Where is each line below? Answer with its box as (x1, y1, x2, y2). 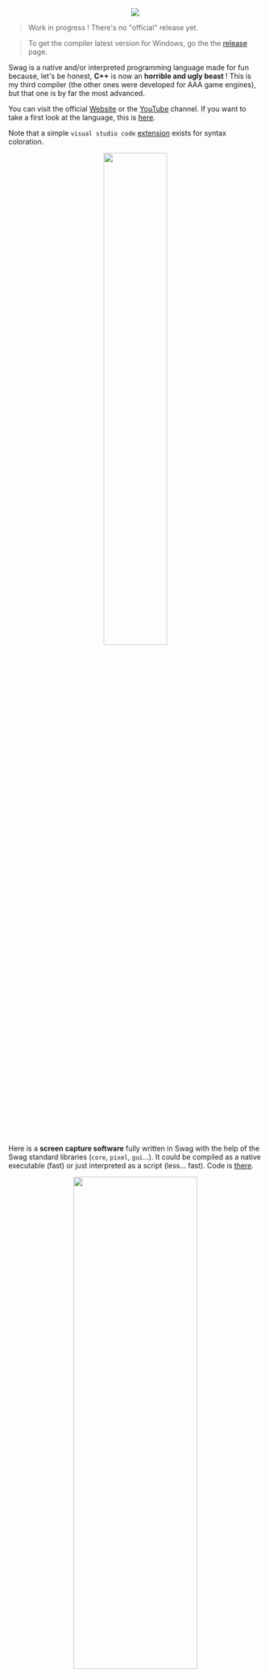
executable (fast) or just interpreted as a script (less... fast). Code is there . (8, 1161, 254, 1170)
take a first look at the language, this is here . (8, 113, 155, 122)
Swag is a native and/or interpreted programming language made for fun (8, 63, 250, 72)
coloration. (8, 137, 44, 146)
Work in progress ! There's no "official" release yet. (27, 23, 199, 32)
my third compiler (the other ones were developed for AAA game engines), (8, 80, 256, 89)
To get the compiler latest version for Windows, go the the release (27, 39, 248, 48)
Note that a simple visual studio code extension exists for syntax (8, 128, 227, 137)
